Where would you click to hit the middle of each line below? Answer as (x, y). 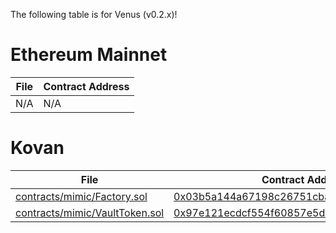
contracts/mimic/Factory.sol (81, 196)
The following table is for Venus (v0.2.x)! (94, 14)
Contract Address (86, 86)
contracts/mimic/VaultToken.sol (90, 212)
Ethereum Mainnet (89, 55)
